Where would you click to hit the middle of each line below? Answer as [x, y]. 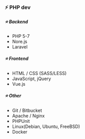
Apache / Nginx [28, 116]
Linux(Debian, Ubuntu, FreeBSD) [46, 126]
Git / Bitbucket [27, 110]
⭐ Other [13, 96]
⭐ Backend [16, 22]
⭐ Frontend [17, 58]
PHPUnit [21, 121]
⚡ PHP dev [18, 7]
